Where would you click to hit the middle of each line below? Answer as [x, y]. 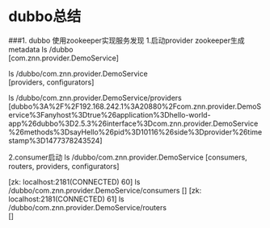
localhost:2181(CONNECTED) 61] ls [67, 199]
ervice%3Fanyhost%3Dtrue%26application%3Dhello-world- [110, 114]
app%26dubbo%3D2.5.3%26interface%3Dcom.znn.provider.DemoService [133, 123]
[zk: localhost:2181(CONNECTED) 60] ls [74, 181]
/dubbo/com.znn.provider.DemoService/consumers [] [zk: [105, 190]
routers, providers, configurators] [64, 166]
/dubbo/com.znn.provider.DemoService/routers [88, 207]
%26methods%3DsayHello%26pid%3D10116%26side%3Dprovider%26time [135, 132]
